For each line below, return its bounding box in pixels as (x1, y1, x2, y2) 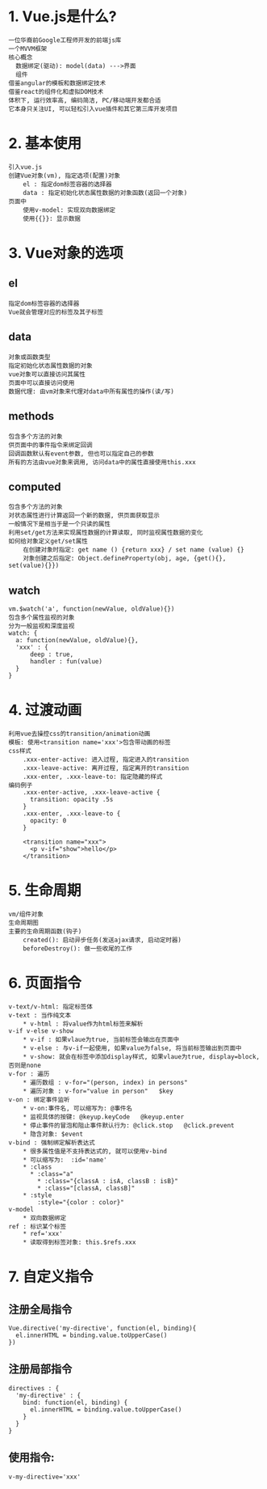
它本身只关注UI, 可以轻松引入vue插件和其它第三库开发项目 (8, 104, 178, 113)
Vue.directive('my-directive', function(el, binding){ (8, 1324, 197, 1332)
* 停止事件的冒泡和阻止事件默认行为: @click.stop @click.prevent (23, 1121, 235, 1129)
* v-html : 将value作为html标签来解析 (23, 1020, 144, 1028)
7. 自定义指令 (8, 1267, 94, 1286)
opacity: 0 (29, 817, 67, 825)
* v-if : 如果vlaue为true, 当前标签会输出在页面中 (23, 1035, 180, 1043)
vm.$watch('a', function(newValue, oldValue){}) (8, 605, 175, 613)
